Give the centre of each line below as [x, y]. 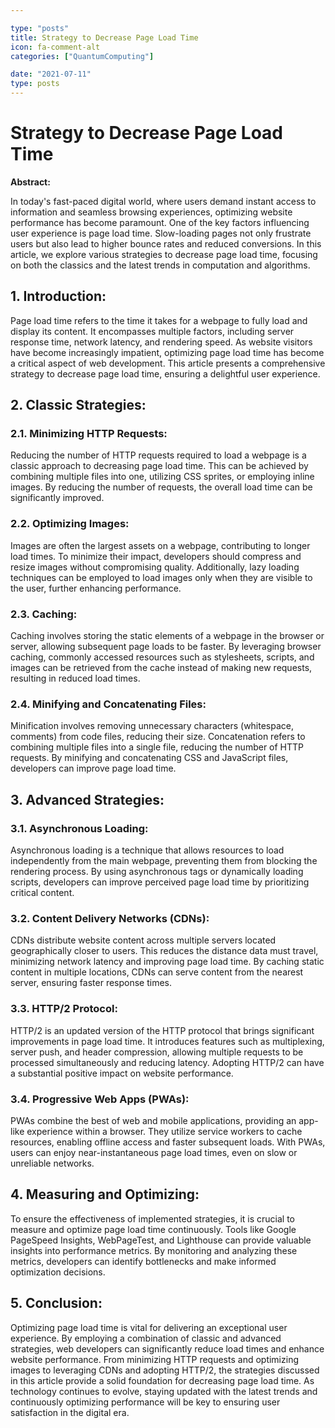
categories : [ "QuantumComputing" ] [82, 56]
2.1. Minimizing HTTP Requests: [89, 434]
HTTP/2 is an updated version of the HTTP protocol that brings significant [162, 1030]
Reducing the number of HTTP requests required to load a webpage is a [158, 455]
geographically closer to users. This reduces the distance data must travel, [164, 951]
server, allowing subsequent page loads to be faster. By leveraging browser [166, 647]
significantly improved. [57, 498]
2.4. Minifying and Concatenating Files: [108, 704]
